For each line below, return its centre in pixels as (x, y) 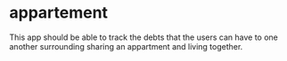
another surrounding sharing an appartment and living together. (126, 46)
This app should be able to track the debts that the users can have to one (144, 37)
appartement (59, 13)
